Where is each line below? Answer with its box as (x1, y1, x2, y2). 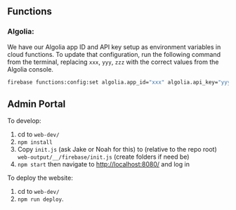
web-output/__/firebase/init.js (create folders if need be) (17, 152, 190, 161)
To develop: (7, 117, 41, 125)
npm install (17, 139, 53, 146)
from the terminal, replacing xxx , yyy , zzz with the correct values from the (7, 58, 219, 66)
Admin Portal (7, 98, 66, 110)
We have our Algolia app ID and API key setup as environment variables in (7, 42, 221, 51)
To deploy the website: (7, 173, 74, 182)
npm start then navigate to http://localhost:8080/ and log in (17, 160, 190, 169)
